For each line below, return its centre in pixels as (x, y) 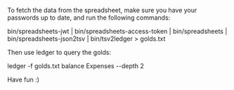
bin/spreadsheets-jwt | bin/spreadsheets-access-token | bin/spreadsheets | (117, 31)
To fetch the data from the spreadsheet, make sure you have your (102, 10)
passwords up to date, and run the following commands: (89, 18)
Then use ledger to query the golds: (59, 52)
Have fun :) (24, 79)
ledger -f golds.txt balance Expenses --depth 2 (76, 66)
